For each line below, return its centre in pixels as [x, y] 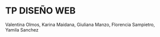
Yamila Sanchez [22, 29]
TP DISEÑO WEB [41, 11]
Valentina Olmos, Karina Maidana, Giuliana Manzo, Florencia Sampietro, [80, 24]
